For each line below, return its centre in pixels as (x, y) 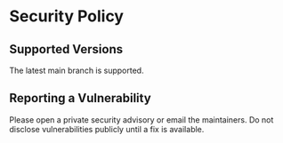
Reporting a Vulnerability (80, 98)
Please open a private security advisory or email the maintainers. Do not (141, 119)
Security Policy (67, 16)
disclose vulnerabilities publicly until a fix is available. (107, 129)
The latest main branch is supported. (77, 70)
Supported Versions (66, 49)
